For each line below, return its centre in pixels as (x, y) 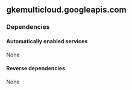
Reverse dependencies (36, 68)
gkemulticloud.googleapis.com (66, 10)
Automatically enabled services (47, 41)
